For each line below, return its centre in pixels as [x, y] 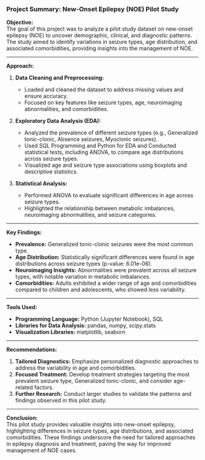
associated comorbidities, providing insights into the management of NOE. [100, 48]
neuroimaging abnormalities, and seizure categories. [90, 215]
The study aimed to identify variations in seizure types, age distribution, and [102, 42]
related [24, 387]
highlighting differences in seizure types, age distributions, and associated [100, 431]
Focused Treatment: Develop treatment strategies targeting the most [103, 374]
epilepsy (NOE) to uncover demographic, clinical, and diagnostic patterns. [99, 35]
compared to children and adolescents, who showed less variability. [100, 290]
